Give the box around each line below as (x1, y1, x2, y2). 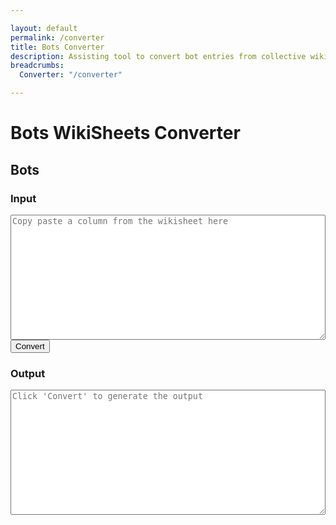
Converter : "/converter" (19, 70, 123, 80)
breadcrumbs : (10, 61, 65, 71)
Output (10, 366, 46, 380)
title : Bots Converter (10, 42, 105, 52)
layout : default (10, 23, 78, 33)
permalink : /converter (10, 32, 105, 43)
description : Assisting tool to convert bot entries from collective (10, 51, 307, 61)
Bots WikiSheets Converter (10, 122, 241, 145)
